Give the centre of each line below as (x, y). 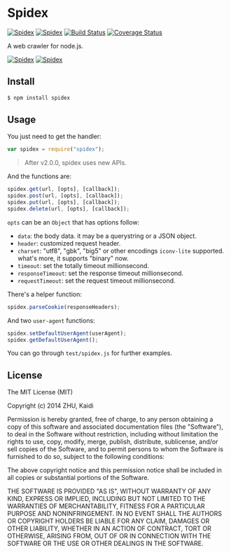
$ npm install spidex (39, 98)
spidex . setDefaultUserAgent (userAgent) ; (67, 333)
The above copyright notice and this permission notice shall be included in (114, 470)
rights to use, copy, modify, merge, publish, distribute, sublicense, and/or (113, 442)
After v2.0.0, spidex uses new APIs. (76, 163)
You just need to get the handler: (54, 136)
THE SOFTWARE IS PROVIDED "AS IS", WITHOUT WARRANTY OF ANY (109, 491)
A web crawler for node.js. (45, 46)
